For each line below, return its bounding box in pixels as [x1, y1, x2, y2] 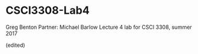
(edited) [5, 41, 25, 49]
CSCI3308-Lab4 [5, 4, 90, 17]
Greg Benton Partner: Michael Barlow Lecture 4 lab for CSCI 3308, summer [5, 23, 192, 31]
